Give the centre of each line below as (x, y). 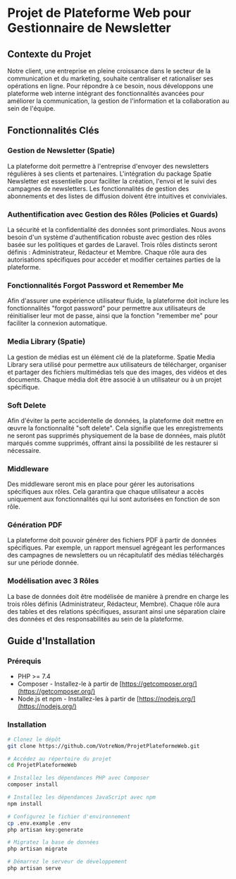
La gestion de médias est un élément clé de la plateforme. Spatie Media (111, 357)
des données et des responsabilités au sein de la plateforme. (96, 619)
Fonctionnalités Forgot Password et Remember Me (95, 285)
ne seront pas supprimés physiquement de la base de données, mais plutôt (117, 435)
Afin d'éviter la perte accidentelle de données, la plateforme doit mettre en (116, 420)
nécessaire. (24, 450)
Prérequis (24, 661)
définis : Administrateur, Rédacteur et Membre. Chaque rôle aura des (107, 252)
